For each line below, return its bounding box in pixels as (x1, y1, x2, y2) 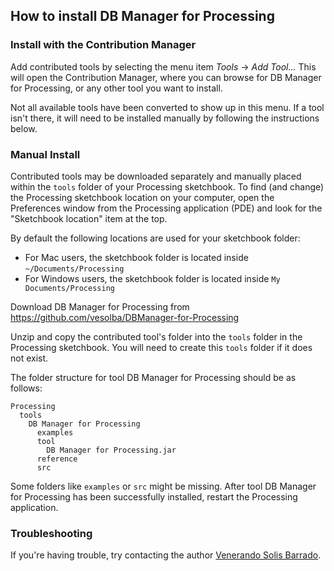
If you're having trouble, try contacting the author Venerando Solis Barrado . (10, 549, 322, 561)
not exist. (10, 352, 49, 364)
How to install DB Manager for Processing (10, 8, 275, 25)
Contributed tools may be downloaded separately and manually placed (10, 170, 302, 182)
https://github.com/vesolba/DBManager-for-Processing (10, 311, 240, 323)
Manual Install (10, 147, 81, 161)
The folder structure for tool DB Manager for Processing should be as (10, 371, 297, 383)
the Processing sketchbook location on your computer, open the (10, 191, 275, 203)
